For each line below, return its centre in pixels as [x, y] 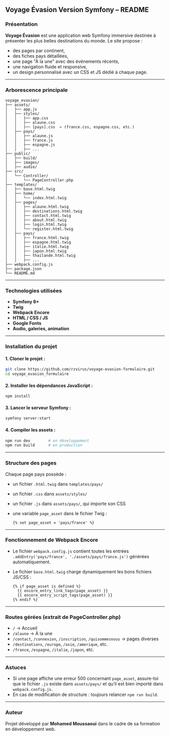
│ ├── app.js [21, 109]
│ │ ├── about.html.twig [36, 220]
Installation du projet [31, 346]
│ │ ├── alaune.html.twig [37, 207]
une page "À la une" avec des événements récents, [66, 61]
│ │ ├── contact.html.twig [38, 216]
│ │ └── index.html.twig [36, 198]
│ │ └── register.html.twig [39, 229]
